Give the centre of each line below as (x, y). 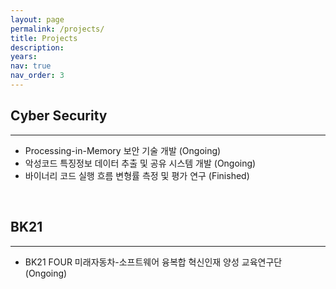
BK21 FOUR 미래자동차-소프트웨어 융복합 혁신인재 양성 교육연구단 (153, 262)
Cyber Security (59, 116)
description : (37, 47)
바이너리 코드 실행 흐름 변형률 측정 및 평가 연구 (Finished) (137, 175)
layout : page (37, 19)
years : (24, 57)
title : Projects (44, 38)
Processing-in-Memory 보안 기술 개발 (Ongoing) (123, 150)
